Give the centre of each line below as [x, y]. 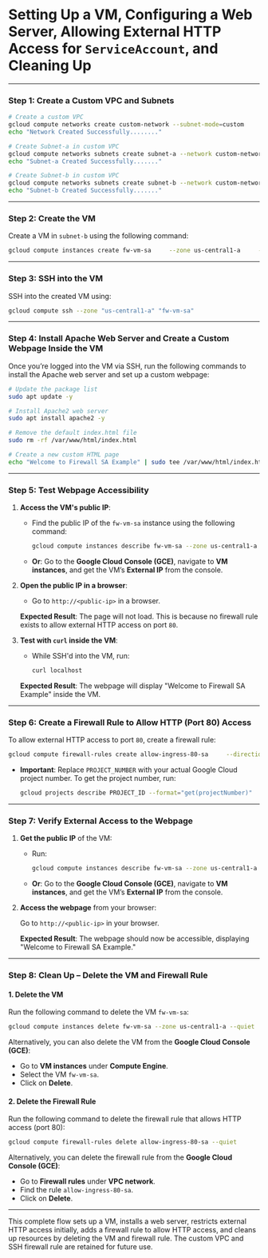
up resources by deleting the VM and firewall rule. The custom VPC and [126, 1238]
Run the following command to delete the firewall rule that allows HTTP [125, 1119]
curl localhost [57, 670]
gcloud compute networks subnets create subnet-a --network [110, 153]
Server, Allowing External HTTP [115, 32]
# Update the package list [53, 389]
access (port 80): [37, 1128]
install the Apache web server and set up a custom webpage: [109, 374]
